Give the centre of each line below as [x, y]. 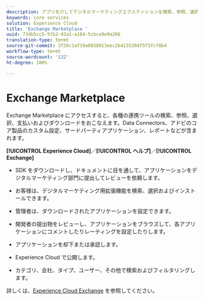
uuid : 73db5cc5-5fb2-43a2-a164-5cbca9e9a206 [63, 35]
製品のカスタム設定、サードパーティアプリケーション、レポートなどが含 [102, 130]
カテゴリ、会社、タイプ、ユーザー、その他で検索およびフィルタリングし [105, 270]
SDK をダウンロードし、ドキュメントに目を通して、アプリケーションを [104, 170]
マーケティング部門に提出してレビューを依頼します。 [97, 178]
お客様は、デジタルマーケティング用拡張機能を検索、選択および [95, 191]
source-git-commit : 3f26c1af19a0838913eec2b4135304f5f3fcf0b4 [87, 46]
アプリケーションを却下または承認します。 [68, 245]
